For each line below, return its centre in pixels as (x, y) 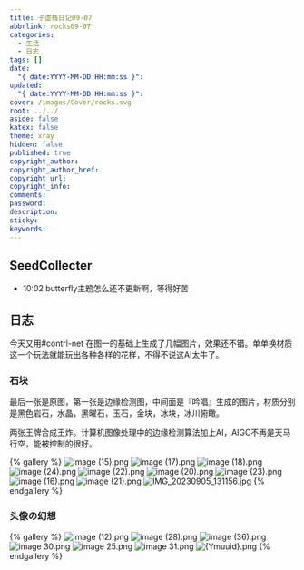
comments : (28, 195)
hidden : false (36, 144)
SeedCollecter (51, 265)
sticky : (24, 220)
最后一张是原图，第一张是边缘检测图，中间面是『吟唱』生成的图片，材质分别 (152, 402)
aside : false (34, 119)
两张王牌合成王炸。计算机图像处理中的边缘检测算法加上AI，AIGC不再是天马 (150, 433)
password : (28, 204)
